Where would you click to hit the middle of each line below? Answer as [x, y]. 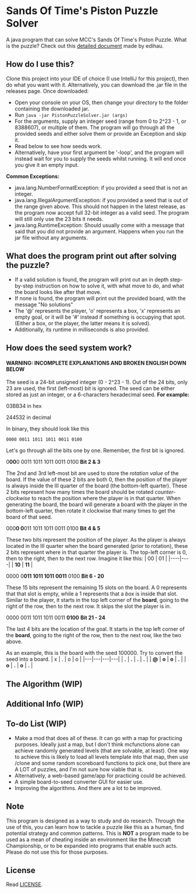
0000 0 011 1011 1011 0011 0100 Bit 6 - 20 [55, 576]
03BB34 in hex [24, 406]
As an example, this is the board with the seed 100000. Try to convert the [94, 653]
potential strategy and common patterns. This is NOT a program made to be [97, 833]
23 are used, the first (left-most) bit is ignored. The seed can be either [90, 389]
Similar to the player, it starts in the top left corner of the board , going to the [97, 600]
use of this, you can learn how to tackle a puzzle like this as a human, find [95, 827]
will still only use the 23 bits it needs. [59, 219]
